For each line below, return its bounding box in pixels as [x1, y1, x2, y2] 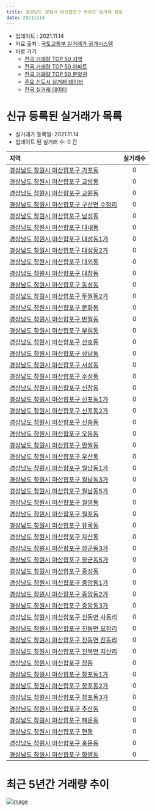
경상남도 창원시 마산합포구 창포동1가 [9, 670, 109, 679]
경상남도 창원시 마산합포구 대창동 [9, 270, 99, 278]
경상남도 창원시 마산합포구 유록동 [9, 521, 99, 530]
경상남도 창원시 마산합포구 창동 [9, 659, 93, 667]
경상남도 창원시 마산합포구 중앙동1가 [9, 579, 109, 587]
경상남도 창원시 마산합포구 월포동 [9, 510, 99, 518]
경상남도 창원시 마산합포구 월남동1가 [9, 464, 109, 472]
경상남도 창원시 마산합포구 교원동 [9, 189, 99, 197]
